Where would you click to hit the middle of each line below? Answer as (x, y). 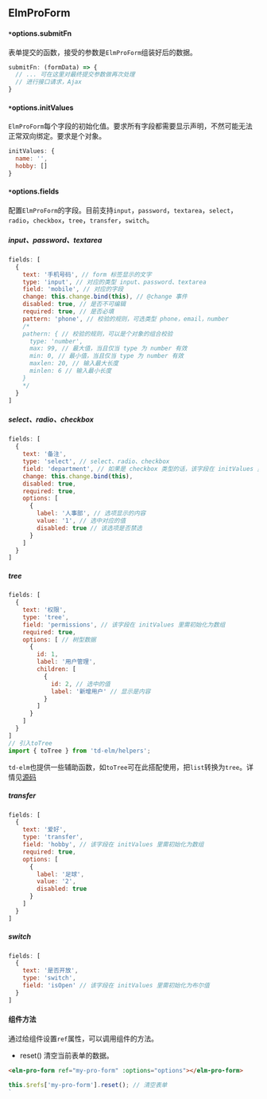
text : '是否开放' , (50, 971)
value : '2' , (57, 881)
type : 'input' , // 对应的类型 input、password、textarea (114, 282)
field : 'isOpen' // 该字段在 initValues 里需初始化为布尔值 (116, 986)
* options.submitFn (40, 33)
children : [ (57, 669)
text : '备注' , (44, 454)
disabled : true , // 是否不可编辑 (74, 304)
